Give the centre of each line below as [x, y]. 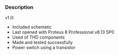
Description [19, 7]
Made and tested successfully [42, 42]
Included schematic [32, 27]
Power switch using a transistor [44, 48]
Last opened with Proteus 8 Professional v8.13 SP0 [63, 32]
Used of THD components [38, 37]
